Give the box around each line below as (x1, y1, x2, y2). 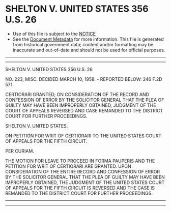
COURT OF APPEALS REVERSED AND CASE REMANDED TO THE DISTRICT (5, 107, 163, 113)
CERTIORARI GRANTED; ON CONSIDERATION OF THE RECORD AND (5, 91, 149, 97)
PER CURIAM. (5, 148, 35, 154)
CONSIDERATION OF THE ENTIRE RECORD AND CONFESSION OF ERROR (5, 168, 160, 174)
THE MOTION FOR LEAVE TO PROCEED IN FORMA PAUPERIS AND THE (5, 158, 155, 164)
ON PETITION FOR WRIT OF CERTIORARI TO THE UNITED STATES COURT (5, 133, 162, 139)
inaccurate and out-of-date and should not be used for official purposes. (12, 47, 165, 53)
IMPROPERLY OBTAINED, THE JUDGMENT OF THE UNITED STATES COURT (5, 179, 165, 186)
